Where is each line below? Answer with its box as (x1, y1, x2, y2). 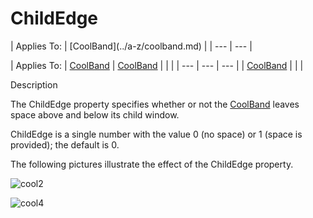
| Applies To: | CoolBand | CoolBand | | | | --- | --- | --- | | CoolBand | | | (10, 59, 304, 71)
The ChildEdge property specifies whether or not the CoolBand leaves (10, 98, 300, 110)
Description (10, 78, 58, 91)
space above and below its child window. (10, 108, 180, 121)
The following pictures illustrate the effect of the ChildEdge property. (10, 158, 294, 170)
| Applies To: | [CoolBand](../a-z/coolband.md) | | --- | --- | (10, 40, 253, 52)
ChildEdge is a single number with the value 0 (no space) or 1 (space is (10, 128, 303, 140)
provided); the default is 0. (10, 138, 120, 151)
